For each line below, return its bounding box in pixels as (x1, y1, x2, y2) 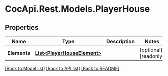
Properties (5, 23, 39, 32)
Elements (7, 50, 31, 56)
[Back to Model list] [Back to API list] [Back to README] (5, 66, 120, 71)
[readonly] (139, 53, 165, 59)
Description (106, 38, 135, 45)
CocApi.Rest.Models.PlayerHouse (5, 3, 150, 15)
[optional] (139, 46, 163, 53)
